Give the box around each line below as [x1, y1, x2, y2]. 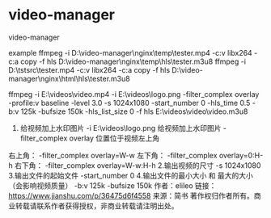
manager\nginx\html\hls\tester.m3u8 [8, 73, 131, 83]
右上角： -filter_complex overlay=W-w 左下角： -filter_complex [8, 150, 218, 160]
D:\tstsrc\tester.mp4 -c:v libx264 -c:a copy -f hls [8, 65, 171, 74]
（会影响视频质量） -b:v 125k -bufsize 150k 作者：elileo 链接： [8, 180, 217, 191]
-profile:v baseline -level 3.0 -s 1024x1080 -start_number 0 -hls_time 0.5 [8, 98, 251, 107]
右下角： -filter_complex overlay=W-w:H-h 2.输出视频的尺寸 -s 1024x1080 [15, 160, 261, 170]
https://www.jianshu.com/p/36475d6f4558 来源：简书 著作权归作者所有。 [8, 191, 255, 200]
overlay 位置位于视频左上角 [69, 133, 160, 143]
